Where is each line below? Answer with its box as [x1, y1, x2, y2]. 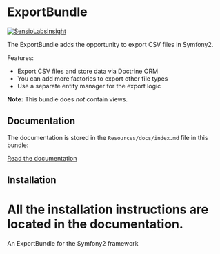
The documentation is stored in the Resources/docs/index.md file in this [7, 133, 208, 141]
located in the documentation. [7, 217, 184, 232]
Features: [7, 53, 34, 62]
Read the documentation [7, 154, 77, 162]
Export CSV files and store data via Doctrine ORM [17, 67, 159, 75]
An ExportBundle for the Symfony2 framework [7, 240, 139, 248]
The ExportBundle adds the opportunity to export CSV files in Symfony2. [7, 40, 214, 48]
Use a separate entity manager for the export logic [17, 81, 161, 90]
